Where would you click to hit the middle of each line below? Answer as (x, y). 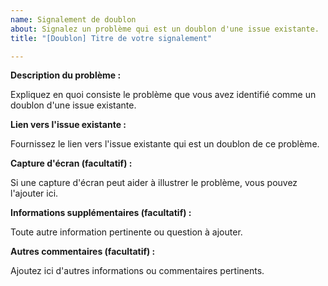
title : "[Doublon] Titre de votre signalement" (111, 38)
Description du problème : (66, 75)
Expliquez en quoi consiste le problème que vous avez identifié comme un (163, 95)
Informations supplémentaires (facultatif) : (101, 213)
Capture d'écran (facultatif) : (71, 163)
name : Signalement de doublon (73, 19)
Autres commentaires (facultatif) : (83, 252)
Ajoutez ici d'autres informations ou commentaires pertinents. (137, 271)
